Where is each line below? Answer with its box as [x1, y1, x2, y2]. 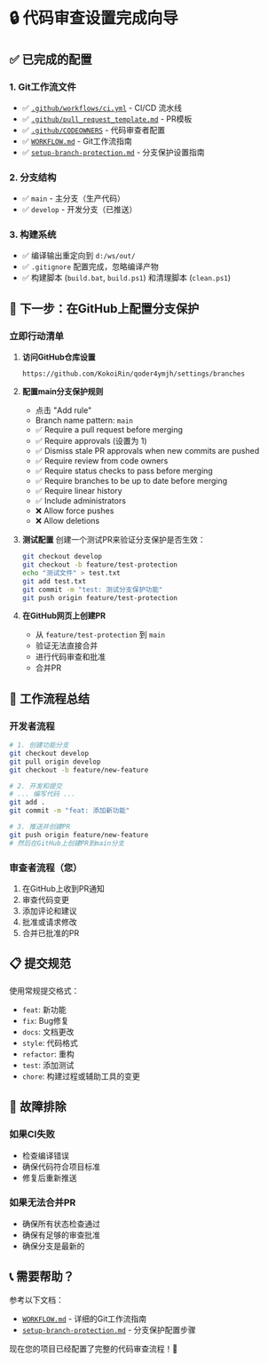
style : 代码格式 [21, 1037, 78, 1048]
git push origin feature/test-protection [21, 593, 177, 602]
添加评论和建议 [21, 906, 77, 916]
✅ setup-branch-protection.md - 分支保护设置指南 [21, 147, 206, 157]
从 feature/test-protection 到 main [35, 630, 166, 640]
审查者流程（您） [9, 861, 83, 874]
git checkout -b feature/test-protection [21, 560, 178, 569]
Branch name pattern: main [35, 415, 133, 426]
